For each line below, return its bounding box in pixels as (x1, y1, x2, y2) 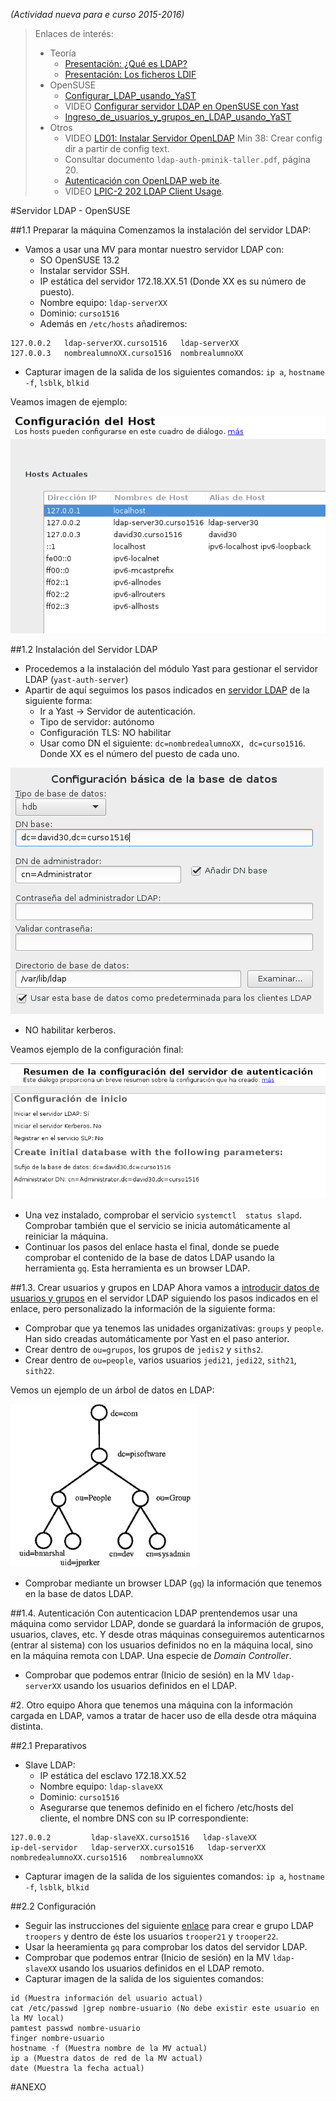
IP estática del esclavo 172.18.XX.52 (39, 1769, 187, 1781)
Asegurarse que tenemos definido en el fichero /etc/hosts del (39, 1801, 294, 1813)
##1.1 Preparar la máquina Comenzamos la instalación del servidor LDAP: (10, 224, 312, 236)
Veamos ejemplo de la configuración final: (10, 1043, 184, 1055)
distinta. (10, 1720, 44, 1732)
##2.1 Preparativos (10, 1739, 87, 1751)
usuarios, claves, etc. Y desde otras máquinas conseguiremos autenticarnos (10, 1628, 325, 1640)
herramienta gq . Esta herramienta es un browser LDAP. (24, 1262, 251, 1274)
